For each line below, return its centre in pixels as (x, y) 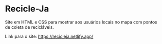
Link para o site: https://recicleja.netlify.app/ (49, 36)
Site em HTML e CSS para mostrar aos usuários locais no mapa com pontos (81, 22)
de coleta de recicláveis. (29, 27)
